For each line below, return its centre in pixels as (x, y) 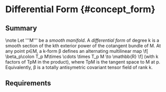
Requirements (28, 83)
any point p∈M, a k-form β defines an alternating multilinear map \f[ (77, 51)
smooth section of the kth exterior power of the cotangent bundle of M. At (83, 46)
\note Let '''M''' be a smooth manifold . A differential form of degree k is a (82, 40)
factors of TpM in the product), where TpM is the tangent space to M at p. (83, 62)
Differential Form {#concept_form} (80, 9)
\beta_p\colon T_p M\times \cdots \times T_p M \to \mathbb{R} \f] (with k (82, 56)
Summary (21, 28)
